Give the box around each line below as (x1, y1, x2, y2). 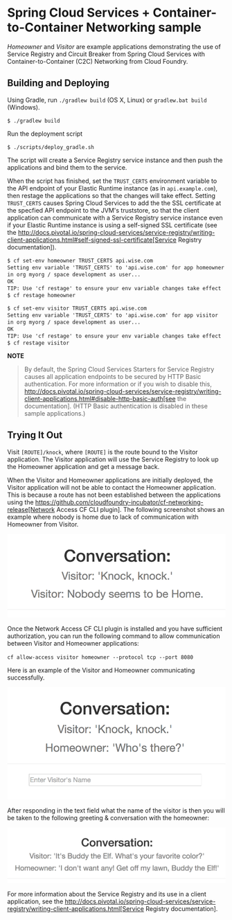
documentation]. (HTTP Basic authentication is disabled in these (24, 402, 208, 410)
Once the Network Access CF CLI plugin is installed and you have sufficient (7, 625, 223, 633)
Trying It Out (7, 430, 63, 441)
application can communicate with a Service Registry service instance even (7, 213, 223, 222)
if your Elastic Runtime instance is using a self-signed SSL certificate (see (7, 220, 217, 229)
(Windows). (7, 103, 40, 112)
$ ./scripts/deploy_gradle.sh (7, 143, 95, 150)
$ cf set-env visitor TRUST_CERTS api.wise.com (7, 305, 148, 312)
